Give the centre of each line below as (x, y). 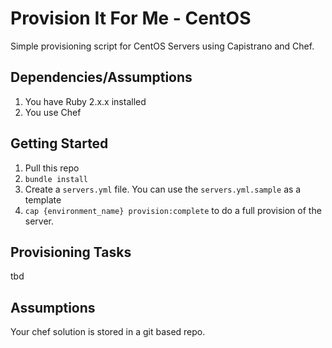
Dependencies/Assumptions (101, 77)
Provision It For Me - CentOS (131, 18)
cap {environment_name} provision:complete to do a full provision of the (173, 210)
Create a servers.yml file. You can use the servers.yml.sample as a (163, 189)
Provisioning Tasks (71, 252)
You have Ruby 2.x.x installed (85, 101)
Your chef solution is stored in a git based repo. (108, 332)
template (43, 199)
